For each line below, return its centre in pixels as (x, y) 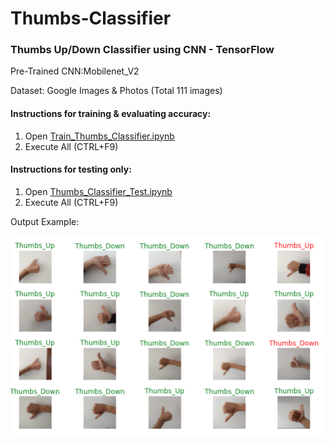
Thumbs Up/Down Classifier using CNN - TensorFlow (142, 50)
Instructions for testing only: (71, 169)
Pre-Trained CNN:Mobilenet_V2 (75, 71)
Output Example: (45, 221)
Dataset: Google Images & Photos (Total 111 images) (116, 91)
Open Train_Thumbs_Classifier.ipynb (99, 136)
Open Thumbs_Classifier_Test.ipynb (98, 191)
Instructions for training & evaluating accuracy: (111, 114)
